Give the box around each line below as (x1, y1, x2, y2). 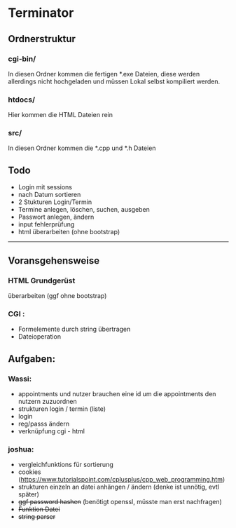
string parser (18, 513, 56, 521)
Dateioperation (18, 332, 62, 341)
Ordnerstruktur (8, 33, 76, 45)
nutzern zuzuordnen (18, 397, 78, 405)
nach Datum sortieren (18, 191, 81, 199)
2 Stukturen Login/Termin (18, 198, 92, 206)
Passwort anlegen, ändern (18, 212, 95, 222)
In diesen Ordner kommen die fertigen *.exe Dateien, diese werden (8, 69, 200, 78)
